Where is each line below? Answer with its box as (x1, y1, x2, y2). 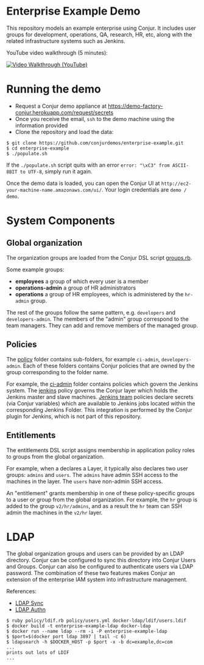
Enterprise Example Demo (6, 4, 141, 18)
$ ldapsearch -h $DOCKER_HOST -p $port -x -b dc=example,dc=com (6, 639, 173, 646)
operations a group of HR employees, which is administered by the (15, 290, 184, 298)
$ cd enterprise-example (6, 145, 69, 151)
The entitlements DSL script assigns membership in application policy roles (6, 446, 195, 454)
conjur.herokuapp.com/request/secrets (15, 108, 114, 116)
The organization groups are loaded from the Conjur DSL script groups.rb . (6, 254, 192, 261)
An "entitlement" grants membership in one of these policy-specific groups (6, 489, 195, 496)
